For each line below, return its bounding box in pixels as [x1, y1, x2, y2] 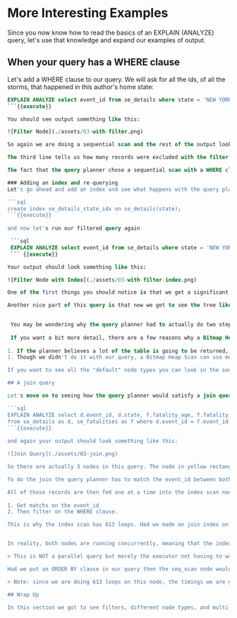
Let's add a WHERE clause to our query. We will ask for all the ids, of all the [7, 75, 226, 83]
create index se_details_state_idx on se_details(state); [7, 205, 181, 213]
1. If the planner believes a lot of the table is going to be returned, [7, 347, 229, 355]
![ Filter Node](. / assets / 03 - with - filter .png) [7, 129, 143, 136]
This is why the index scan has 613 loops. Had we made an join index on [7, 521, 229, 528]
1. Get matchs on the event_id [7, 501, 99, 509]
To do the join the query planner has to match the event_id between [7, 475, 217, 483]
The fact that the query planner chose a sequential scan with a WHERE [7, 167, 222, 174]
